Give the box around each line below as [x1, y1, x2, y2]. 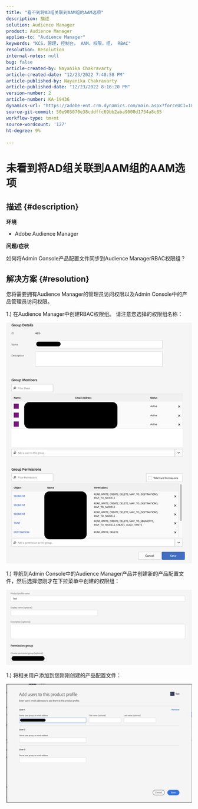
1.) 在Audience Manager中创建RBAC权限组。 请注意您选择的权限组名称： [6, 310, 183, 318]
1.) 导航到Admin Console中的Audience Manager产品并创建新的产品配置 [6, 570, 179, 577]
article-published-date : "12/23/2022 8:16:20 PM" [6, 84, 131, 90]
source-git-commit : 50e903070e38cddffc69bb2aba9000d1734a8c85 [6, 109, 162, 115]
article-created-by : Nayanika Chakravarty [6, 65, 112, 71]
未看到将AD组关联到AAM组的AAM [6, 162, 175, 175]
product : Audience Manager [6, 28, 72, 34]
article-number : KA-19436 [6, 97, 70, 103]
